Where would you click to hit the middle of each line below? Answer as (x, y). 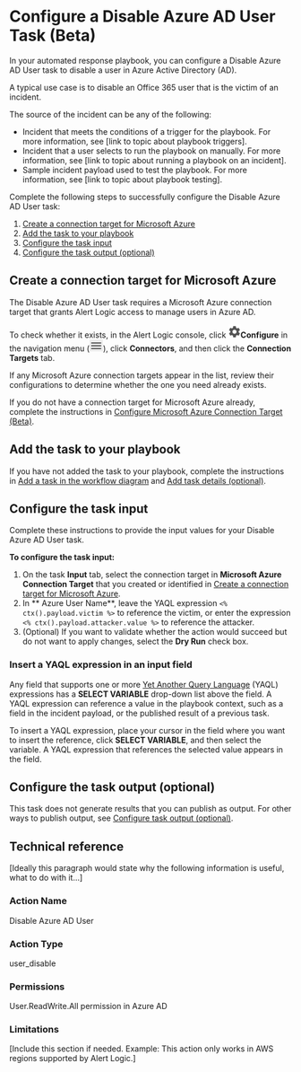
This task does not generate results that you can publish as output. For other (150, 809)
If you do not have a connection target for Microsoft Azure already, (133, 402)
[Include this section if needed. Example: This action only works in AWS (142, 1049)
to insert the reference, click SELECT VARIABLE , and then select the (135, 740)
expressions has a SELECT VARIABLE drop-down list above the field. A (141, 694)
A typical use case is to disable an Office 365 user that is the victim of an (144, 87)
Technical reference (66, 846)
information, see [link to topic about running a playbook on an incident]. (154, 160)
